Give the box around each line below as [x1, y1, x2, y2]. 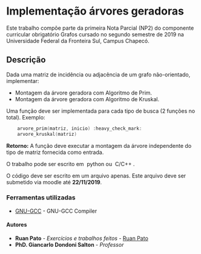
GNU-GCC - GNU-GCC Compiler [15, 207, 97, 215]
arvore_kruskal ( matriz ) [17, 131, 77, 137]
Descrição [6, 55, 46, 65]
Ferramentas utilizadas [6, 193, 76, 202]
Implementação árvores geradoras [6, 4, 185, 18]
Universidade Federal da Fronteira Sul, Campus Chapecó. [6, 37, 150, 44]
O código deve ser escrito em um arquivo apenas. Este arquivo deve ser [6, 172, 186, 179]
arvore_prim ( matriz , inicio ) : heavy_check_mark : [17, 125, 142, 132]
